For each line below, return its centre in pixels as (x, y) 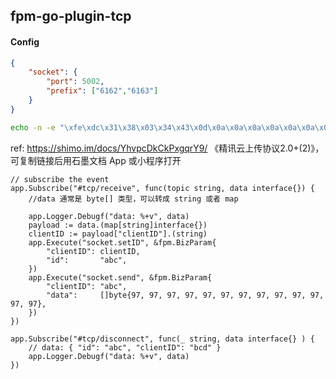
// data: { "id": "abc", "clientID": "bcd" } (125, 347)
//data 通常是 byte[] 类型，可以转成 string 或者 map (133, 199)
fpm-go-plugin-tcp (71, 16)
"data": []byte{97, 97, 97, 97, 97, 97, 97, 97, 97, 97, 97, (185, 295)
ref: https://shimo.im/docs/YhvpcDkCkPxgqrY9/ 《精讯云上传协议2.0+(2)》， (167, 148)
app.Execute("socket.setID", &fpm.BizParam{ (122, 242)
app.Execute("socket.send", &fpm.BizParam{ (120, 277)
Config (25, 41)
